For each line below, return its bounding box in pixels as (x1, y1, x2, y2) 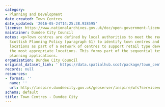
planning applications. (9, 53, 58, 58)
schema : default (5, 90, 38, 95)
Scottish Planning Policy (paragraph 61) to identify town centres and (9, 39, 160, 44)
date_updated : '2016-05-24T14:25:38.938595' (5, 21, 98, 26)
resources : (5, 71, 27, 76)
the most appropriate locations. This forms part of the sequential (9, 48, 153, 53)
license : (5, 26, 23, 31)
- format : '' (5, 76, 32, 81)
